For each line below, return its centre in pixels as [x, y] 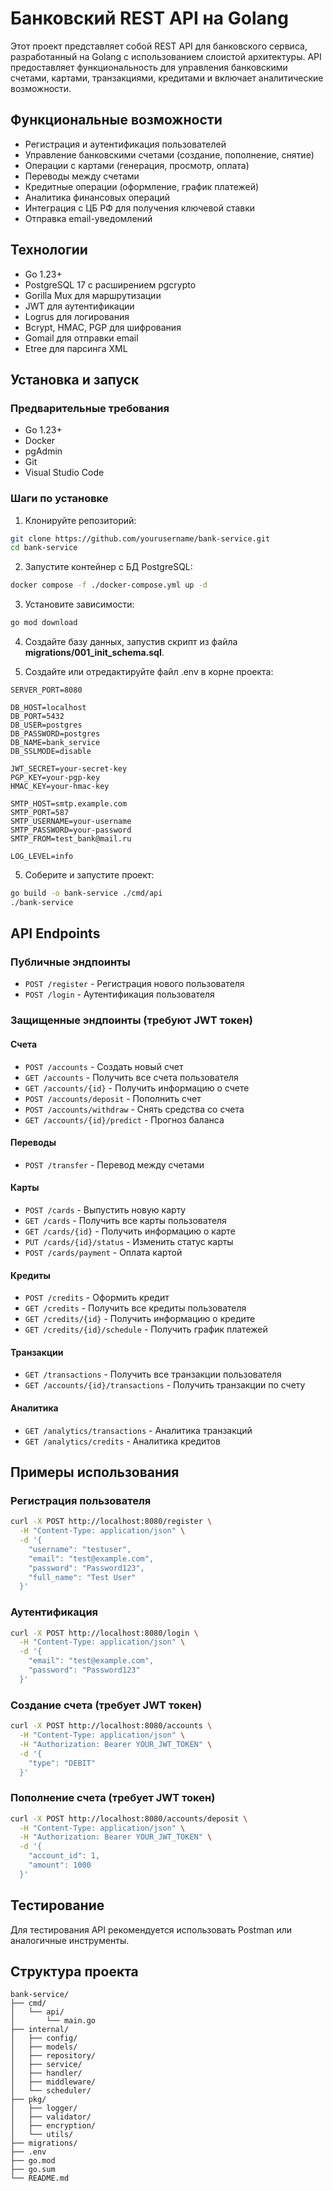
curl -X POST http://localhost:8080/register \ [111, 1522]
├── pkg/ [28, 2100]
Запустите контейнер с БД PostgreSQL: [108, 567]
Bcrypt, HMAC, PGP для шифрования [103, 327]
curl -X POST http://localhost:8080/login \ [104, 1633]
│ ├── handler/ [46, 2073]
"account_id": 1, [64, 1856]
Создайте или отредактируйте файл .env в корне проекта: [149, 672]
